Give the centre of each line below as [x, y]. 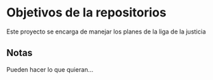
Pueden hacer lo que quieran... [50, 69]
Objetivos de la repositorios [87, 13]
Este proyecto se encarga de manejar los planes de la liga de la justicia [106, 31]
